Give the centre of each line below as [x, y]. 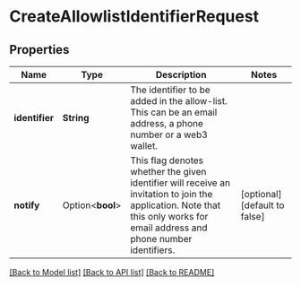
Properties [39, 50]
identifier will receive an [180, 183]
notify [27, 205]
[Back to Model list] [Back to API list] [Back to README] [112, 272]
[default [258, 205]
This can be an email [173, 112]
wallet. [144, 146]
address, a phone [167, 123]
